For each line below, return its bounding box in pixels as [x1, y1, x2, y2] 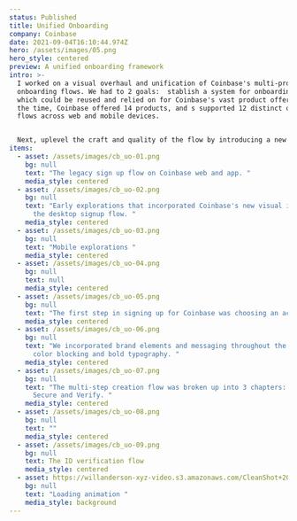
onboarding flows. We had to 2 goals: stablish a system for [17, 87, 251, 96]
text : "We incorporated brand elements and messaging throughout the [25, 342, 287, 351]
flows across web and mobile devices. [17, 112, 161, 121]
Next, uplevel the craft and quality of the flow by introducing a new [17, 136, 287, 144]
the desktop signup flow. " [32, 210, 137, 219]
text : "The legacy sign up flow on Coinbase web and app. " [25, 168, 251, 177]
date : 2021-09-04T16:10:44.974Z [9, 37, 128, 47]
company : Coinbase [9, 29, 77, 38]
